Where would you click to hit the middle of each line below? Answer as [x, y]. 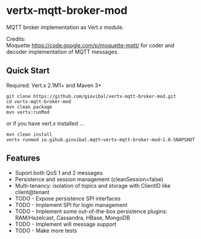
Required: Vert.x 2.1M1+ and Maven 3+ [54, 85]
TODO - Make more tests [46, 231]
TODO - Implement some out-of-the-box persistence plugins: [91, 211]
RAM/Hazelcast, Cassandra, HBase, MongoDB [73, 217]
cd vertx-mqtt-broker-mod [39, 101]
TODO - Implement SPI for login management [71, 205]
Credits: [16, 39]
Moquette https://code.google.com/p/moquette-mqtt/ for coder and [90, 45]
